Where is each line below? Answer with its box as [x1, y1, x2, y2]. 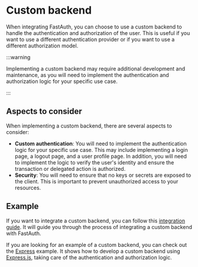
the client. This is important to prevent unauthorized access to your [14, 177, 178, 185]
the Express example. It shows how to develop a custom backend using [6, 247, 180, 255]
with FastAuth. [6, 230, 41, 237]
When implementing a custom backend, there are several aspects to [6, 122, 173, 129]
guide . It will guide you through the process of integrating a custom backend [6, 223, 193, 230]
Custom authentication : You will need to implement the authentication [14, 140, 187, 147]
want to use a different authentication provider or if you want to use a [6, 36, 175, 43]
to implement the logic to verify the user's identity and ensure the [14, 158, 174, 166]
